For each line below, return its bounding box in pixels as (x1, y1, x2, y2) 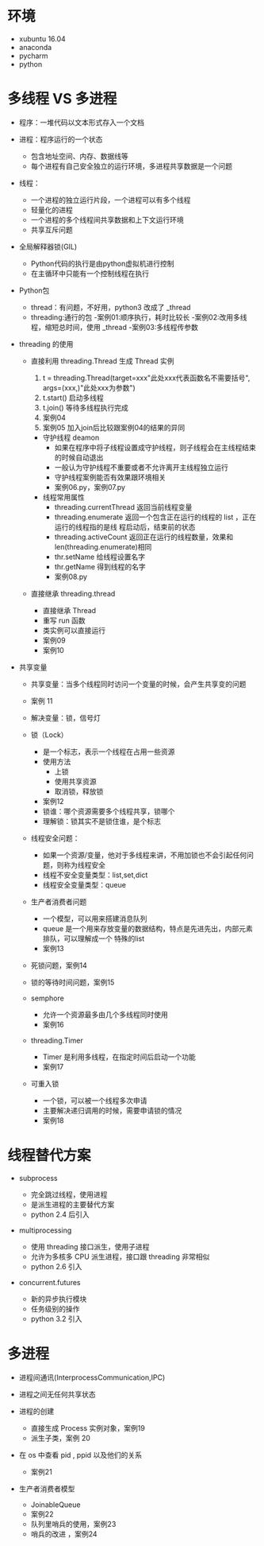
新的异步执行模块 (30, 1294, 87, 1303)
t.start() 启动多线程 (42, 393, 105, 402)
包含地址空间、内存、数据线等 (30, 151, 128, 161)
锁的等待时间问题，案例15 (30, 977, 115, 987)
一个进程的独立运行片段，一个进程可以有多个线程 (30, 195, 191, 204)
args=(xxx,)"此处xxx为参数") (42, 383, 136, 392)
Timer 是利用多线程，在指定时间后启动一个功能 (42, 1051, 196, 1062)
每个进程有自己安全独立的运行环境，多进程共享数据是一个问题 (30, 161, 233, 171)
